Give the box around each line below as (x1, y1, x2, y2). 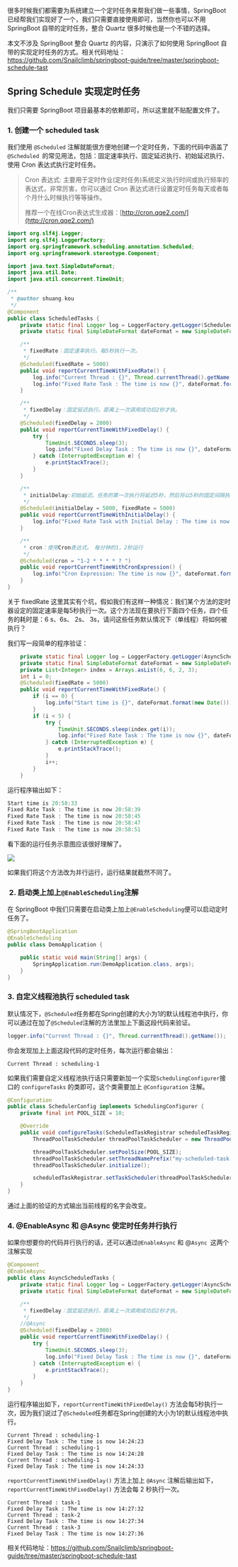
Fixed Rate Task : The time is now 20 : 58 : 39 (7, 806, 141, 813)
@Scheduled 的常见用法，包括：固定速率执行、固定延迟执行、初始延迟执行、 (7, 152, 229, 160)
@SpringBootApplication (7, 928, 78, 935)
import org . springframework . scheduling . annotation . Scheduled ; (7, 243, 195, 250)
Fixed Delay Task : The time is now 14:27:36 (7, 1530, 144, 1537)
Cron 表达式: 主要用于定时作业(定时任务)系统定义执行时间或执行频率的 (24, 176, 229, 184)
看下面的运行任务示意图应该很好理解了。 (7, 840, 125, 848)
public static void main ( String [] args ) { (20, 954, 147, 961)
